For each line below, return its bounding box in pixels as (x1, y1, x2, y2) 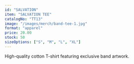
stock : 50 (4, 35, 25, 40)
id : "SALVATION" (4, 7, 38, 12)
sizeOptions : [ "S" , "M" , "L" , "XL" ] (4, 40, 81, 45)
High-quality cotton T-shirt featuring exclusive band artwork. (4, 53, 130, 59)
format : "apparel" (4, 26, 43, 31)
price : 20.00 (4, 30, 32, 35)
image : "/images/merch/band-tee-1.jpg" (4, 21, 88, 26)
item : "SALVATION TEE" (4, 12, 52, 17)
